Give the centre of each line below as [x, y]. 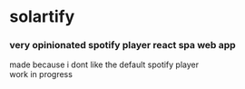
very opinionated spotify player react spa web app [122, 45]
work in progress [41, 74]
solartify [42, 17]
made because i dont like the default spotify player [104, 64]
